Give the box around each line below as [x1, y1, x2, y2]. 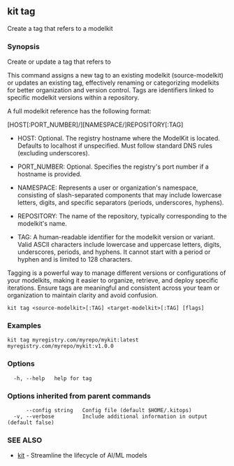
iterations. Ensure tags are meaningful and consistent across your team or [7, 283, 220, 292]
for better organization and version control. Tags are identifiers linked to [7, 86, 214, 94]
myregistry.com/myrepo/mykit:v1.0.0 [7, 343, 114, 350]
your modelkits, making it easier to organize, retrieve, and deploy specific [7, 276, 219, 285]
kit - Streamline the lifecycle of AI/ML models [17, 451, 148, 460]
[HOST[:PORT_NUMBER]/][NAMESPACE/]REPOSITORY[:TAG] [7, 120, 184, 129]
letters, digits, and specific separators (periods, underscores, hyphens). [17, 199, 224, 207]
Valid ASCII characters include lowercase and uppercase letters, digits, [17, 241, 222, 249]
